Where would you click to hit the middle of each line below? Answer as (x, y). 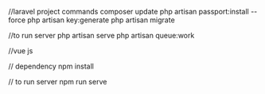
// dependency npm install (51, 66)
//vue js (21, 51)
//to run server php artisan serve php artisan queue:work (101, 35)
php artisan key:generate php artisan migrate (101, 20)
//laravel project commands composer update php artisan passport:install (129, 12)
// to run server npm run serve (58, 82)
